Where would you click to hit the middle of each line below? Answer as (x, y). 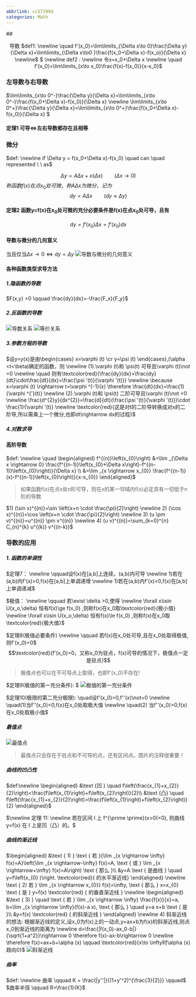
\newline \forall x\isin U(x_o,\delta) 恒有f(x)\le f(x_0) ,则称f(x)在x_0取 (88, 616)
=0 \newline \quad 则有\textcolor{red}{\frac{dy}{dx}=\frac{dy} (81, 374)
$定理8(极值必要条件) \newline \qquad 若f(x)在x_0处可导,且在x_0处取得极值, (97, 635)
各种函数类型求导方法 (32, 269)
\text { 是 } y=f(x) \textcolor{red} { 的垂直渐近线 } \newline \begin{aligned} (95, 893)
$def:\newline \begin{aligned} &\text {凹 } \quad (63, 786)
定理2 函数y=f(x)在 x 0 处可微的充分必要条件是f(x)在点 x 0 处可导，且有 (88, 211)
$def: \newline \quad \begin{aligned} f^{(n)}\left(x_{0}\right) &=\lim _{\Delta (97, 458)
